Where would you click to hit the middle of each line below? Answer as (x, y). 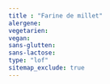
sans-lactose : (32, 53)
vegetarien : (28, 30)
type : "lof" (28, 61)
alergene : (25, 23)
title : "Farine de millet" (56, 16)
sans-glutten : (32, 46)
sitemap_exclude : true (47, 68)
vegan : (19, 38)
